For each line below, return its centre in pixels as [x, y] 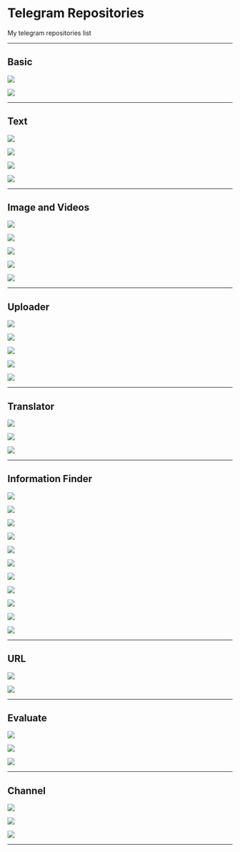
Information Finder [50, 479]
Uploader [29, 307]
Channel [27, 791]
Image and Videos [49, 207]
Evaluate [27, 718]
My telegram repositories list [49, 33]
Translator [31, 406]
